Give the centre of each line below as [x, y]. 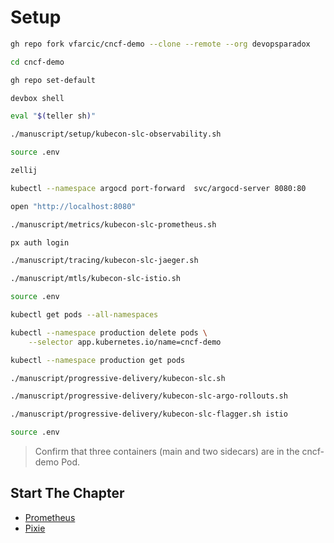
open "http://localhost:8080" [73, 206]
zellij [24, 171]
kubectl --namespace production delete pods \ [109, 332]
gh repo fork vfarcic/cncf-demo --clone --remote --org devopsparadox [160, 44]
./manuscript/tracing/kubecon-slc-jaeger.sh [104, 261]
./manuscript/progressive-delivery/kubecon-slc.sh [118, 378]
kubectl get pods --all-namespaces [84, 315]
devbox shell [37, 98]
